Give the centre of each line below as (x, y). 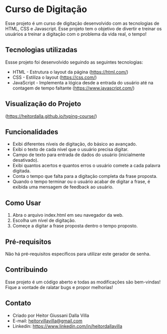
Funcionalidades (32, 132)
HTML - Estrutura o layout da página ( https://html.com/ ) (70, 72)
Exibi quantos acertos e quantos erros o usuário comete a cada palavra (87, 166)
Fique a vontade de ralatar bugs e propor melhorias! (59, 287)
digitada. (22, 171)
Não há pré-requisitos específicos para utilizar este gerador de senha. (78, 254)
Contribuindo (26, 270)
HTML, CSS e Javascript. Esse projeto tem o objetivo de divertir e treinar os (83, 28)
